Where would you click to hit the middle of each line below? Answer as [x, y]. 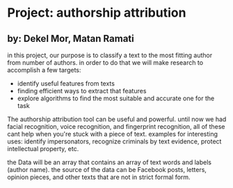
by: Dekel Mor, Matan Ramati [71, 39]
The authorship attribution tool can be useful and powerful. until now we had [117, 119]
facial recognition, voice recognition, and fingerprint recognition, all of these [116, 126]
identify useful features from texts [66, 84]
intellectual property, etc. [43, 149]
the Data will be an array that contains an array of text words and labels [110, 162]
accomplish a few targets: [44, 70]
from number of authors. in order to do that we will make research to [105, 63]
